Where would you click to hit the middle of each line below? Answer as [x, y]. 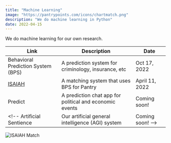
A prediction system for [89, 63]
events [69, 108]
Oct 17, [145, 63]
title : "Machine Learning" [34, 10]
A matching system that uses [96, 81]
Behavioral [21, 60]
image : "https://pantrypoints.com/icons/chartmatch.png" [67, 15]
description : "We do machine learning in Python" [59, 19]
